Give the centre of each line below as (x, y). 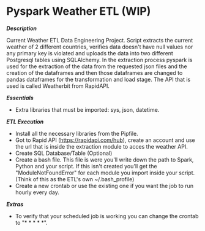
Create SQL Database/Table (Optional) (64, 153)
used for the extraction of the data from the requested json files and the (97, 66)
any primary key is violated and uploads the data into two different (90, 53)
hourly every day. (37, 192)
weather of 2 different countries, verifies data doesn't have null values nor (100, 47)
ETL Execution (25, 122)
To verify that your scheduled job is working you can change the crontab (107, 216)
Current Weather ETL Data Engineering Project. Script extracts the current (100, 40)
